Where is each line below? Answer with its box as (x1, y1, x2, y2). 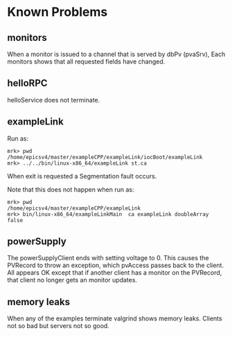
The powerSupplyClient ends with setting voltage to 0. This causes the (7, 254, 209, 262)
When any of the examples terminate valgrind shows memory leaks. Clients (7, 314, 223, 322)
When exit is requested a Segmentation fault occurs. (7, 172, 157, 180)
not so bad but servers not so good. (7, 322, 109, 330)
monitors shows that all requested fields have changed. (7, 57, 166, 66)
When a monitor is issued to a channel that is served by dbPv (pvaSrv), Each (7, 50, 226, 58)
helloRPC (7, 78, 48, 89)
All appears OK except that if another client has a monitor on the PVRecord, (7, 268, 222, 277)
